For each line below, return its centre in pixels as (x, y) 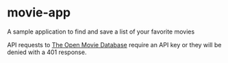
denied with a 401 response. (47, 52)
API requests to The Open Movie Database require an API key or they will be (114, 45)
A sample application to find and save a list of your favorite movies (101, 32)
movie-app (39, 13)
